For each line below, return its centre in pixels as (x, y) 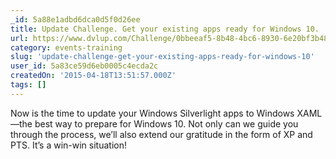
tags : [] (28, 85)
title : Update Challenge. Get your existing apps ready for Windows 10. (165, 29)
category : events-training (66, 47)
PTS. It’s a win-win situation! (68, 145)
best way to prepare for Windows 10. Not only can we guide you (166, 123)
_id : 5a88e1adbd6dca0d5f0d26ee (75, 19)
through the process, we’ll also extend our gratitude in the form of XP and (161, 134)
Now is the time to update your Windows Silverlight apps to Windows (152, 113)
